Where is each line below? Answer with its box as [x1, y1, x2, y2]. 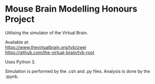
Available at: [5, 39, 30, 45]
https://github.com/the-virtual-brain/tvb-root [5, 50, 94, 55]
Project [5, 14, 35, 25]
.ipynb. [5, 73, 19, 79]
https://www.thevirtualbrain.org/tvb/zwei [5, 44, 86, 50]
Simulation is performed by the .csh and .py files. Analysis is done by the [5, 68, 150, 74]
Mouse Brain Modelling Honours [5, 3, 138, 15]
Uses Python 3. [5, 59, 36, 65]
